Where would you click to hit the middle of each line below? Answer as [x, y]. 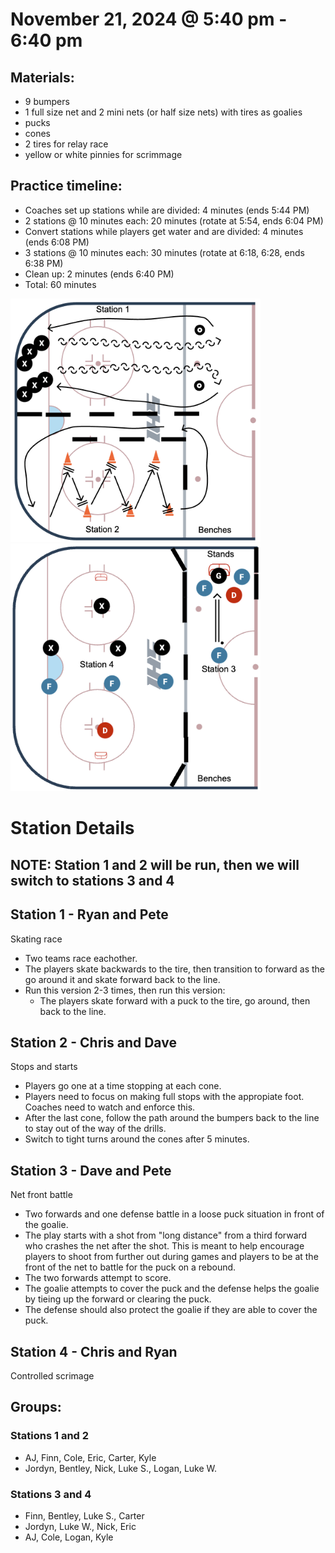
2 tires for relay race [66, 144]
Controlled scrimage [52, 1376]
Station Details [72, 828]
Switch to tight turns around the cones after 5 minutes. [137, 1139]
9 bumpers [47, 101]
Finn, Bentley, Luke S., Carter [84, 1516]
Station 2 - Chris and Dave [93, 1043]
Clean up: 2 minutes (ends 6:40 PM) [99, 274]
